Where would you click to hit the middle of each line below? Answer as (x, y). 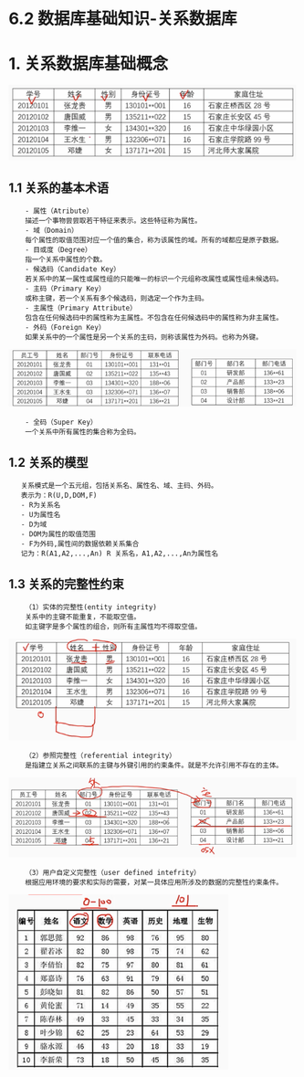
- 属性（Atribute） (59, 211)
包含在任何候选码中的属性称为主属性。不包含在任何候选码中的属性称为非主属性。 (154, 318)
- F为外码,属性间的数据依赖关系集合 (80, 544)
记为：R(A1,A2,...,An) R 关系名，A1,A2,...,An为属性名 (120, 554)
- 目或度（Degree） (58, 250)
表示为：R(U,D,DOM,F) (59, 496)
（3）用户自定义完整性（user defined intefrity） (113, 872)
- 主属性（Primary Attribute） (81, 308)
